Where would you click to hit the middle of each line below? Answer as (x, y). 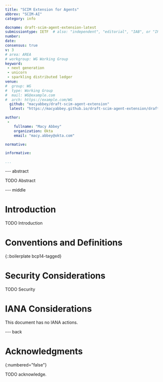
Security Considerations (55, 276)
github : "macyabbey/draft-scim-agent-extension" (59, 104)
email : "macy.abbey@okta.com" (44, 136)
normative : (16, 144)
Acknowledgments (44, 352)
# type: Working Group (29, 90)
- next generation (26, 68)
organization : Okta (33, 131)
